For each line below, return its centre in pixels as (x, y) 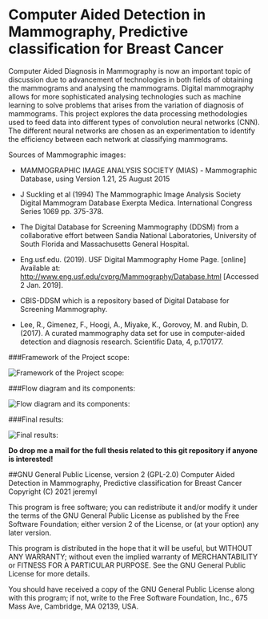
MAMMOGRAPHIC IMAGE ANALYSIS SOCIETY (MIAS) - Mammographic (138, 170)
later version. (30, 532)
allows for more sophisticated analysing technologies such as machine (125, 96)
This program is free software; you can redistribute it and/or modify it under (133, 507)
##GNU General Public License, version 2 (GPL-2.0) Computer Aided (122, 474)
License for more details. (49, 573)
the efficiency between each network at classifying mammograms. (118, 139)
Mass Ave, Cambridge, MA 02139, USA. (74, 606)
